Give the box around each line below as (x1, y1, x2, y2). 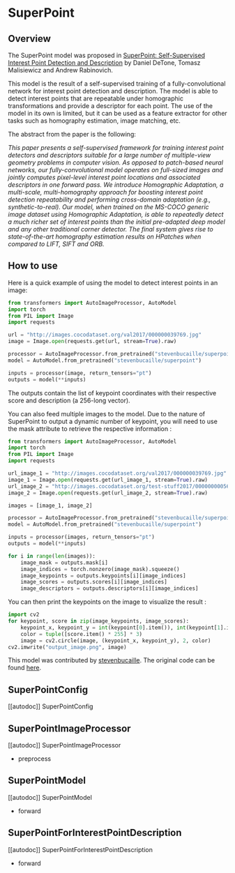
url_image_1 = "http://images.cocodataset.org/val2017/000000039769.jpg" (8, 470, 227, 477)
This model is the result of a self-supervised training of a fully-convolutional (8, 79, 226, 88)
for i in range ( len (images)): (8, 552, 96, 559)
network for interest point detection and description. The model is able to (8, 87, 218, 95)
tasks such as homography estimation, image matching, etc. (8, 116, 181, 125)
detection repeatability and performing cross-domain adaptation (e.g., (8, 195, 211, 204)
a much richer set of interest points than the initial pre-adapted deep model (8, 218, 225, 226)
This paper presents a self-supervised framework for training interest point (8, 144, 224, 151)
